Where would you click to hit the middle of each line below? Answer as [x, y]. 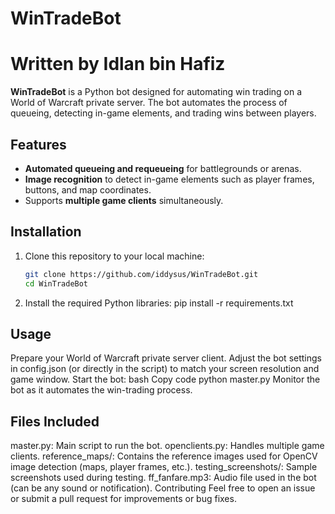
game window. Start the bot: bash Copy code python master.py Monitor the [165, 379]
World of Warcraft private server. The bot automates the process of [149, 103]
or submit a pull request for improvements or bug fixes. [123, 499]
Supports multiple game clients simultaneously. [124, 200]
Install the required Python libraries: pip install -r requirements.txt [159, 303]
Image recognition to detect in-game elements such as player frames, [169, 179]
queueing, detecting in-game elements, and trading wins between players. [163, 113]
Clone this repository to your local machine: [114, 256]
